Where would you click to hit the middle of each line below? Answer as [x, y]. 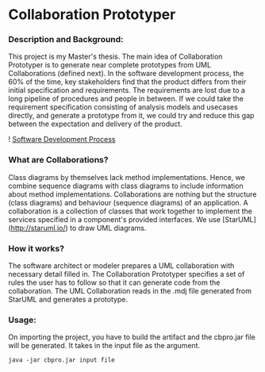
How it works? [36, 248]
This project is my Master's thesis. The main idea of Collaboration [115, 56]
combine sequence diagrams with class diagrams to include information [126, 186]
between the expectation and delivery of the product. [95, 124]
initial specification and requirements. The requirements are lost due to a [127, 90]
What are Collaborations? [58, 160]
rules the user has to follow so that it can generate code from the [114, 282]
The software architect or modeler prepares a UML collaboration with [121, 266]
